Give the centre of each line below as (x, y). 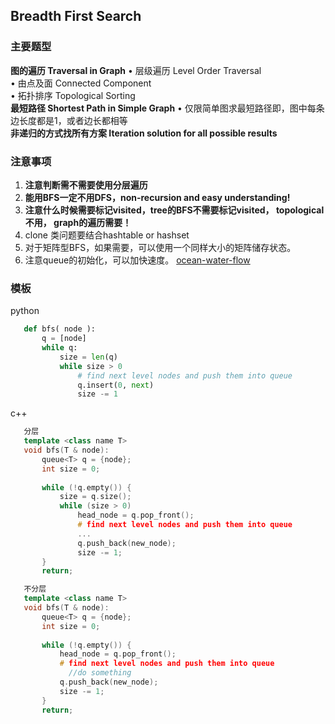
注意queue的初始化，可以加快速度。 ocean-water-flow (137, 260)
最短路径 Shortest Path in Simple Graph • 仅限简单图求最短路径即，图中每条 (167, 108)
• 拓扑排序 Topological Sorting (73, 95)
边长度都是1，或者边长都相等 (69, 120)
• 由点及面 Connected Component (81, 83)
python (25, 311)
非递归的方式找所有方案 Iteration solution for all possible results (144, 133)
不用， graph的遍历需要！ (78, 222)
